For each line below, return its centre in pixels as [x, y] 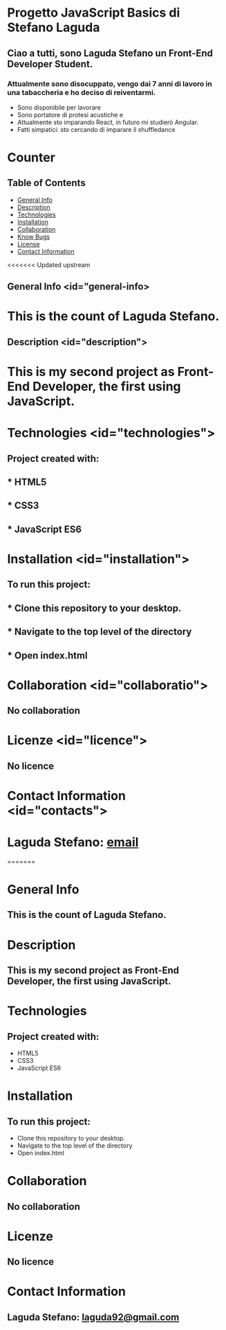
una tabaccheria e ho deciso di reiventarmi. [82, 92]
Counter [31, 158]
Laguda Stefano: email [73, 843]
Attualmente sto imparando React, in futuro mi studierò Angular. [108, 122]
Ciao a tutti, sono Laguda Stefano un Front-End [110, 53]
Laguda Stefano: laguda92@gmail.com [93, 1317]
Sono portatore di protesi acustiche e [70, 114]
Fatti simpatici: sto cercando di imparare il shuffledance [96, 129]
